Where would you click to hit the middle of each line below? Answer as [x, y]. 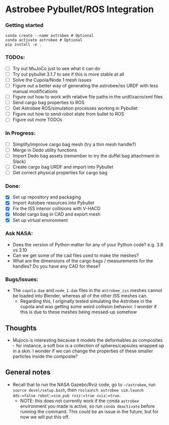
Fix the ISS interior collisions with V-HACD [56, 209]
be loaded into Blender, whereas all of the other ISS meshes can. [80, 296]
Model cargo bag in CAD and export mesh [56, 214]
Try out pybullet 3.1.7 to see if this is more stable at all [68, 74]
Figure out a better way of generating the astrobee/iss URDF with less [85, 85]
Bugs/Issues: [22, 279]
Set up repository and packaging [47, 197]
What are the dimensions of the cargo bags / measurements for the [83, 260]
